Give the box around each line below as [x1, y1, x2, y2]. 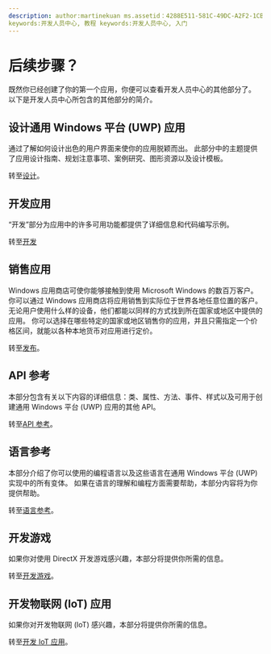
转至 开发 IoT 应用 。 [8, 637, 73, 647]
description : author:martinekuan [8, 11, 121, 20]
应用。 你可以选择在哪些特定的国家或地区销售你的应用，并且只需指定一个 [8, 315, 251, 325]
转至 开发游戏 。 [8, 571, 58, 581]
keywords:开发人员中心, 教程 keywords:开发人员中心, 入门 [8, 19, 188, 27]
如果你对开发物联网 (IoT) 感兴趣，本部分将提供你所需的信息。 [8, 620, 212, 630]
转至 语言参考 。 [8, 505, 58, 514]
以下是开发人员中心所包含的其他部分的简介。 [8, 94, 157, 105]
